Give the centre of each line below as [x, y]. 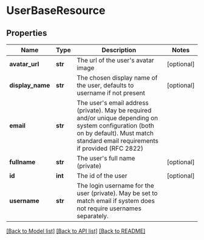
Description [119, 50]
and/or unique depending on [117, 118]
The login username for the [115, 186]
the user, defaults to [105, 85]
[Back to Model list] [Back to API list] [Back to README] [76, 231]
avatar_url [24, 64]
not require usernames [109, 208]
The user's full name [106, 158]
